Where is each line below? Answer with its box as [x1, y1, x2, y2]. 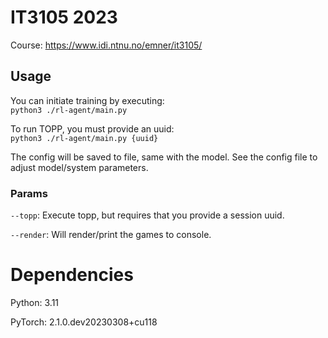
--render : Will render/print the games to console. [10, 229, 212, 241]
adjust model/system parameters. [10, 161, 149, 173]
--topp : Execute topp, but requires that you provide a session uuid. [10, 209, 285, 221]
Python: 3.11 [10, 296, 60, 308]
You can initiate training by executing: [10, 94, 165, 106]
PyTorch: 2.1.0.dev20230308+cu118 [10, 316, 158, 328]
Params [10, 186, 48, 200]
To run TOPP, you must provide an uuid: [10, 122, 175, 135]
